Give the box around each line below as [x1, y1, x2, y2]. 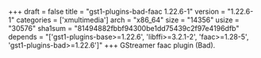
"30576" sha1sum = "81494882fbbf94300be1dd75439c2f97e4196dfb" [8, 24, 240, 33]
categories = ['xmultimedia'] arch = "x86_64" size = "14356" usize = [16, 15, 240, 25]
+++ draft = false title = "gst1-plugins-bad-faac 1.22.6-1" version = [8, 7, 226, 16]
